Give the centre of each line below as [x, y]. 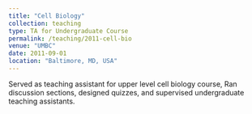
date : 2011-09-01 [38, 53]
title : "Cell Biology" [47, 16]
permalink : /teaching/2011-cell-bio [70, 38]
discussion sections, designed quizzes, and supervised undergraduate [126, 92]
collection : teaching [45, 23]
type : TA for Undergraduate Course [68, 31]
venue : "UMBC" [32, 46]
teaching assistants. [42, 101]
